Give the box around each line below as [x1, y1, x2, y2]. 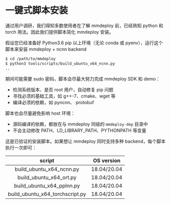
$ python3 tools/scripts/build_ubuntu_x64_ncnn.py [5, 61, 115, 66]
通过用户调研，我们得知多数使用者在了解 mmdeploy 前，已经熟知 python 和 [5, 22, 163, 29]
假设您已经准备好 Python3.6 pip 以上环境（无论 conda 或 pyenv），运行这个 [5, 39, 163, 46]
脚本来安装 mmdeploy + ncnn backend [5, 46, 87, 52]
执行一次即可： [5, 144, 37, 150]
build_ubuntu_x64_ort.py [17, 174, 77, 181]
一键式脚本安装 [5, 5, 68, 16]
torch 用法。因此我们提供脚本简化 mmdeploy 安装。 [5, 29, 114, 35]
